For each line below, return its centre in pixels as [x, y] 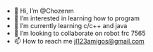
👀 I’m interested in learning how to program [76, 18]
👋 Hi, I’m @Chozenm [44, 11]
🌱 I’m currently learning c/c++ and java [71, 26]
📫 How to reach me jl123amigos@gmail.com [79, 41]
